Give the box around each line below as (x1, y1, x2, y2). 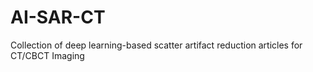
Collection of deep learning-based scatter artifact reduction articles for (10, 39, 303, 51)
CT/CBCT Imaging (10, 49, 85, 61)
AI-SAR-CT (10, 6, 106, 29)
